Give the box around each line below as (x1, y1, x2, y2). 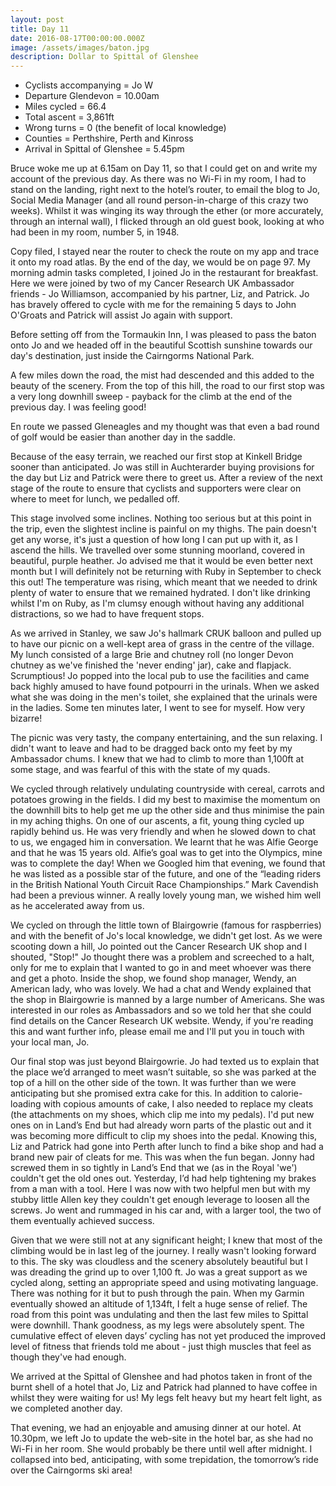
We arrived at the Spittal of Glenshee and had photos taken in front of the (10, 1371, 313, 1383)
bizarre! (10, 712, 43, 725)
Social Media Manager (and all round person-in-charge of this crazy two (10, 194, 309, 206)
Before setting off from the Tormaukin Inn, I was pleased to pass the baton (10, 329, 317, 341)
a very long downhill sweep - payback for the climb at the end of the (10, 391, 293, 403)
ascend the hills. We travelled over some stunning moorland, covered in (10, 544, 305, 556)
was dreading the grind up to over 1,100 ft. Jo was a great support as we (10, 1266, 308, 1278)
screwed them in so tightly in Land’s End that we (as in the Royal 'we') (10, 1162, 298, 1174)
